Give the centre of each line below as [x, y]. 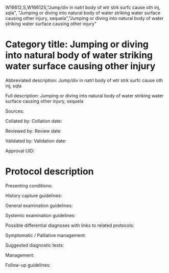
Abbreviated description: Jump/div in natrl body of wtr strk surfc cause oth [84, 80]
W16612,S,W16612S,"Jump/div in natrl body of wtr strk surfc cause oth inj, [83, 7]
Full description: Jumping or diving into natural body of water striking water [84, 96]
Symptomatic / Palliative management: [46, 235]
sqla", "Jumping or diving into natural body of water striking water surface [83, 13]
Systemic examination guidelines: [40, 215]
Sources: [15, 111]
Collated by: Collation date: [34, 121]
